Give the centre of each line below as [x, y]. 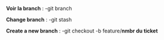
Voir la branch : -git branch [39, 8]
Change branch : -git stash [39, 19]
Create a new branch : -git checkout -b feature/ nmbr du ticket [82, 31]
